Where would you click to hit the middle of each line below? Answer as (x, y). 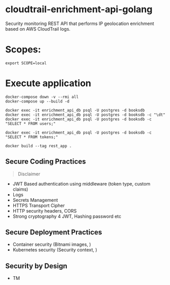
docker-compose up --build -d (38, 101)
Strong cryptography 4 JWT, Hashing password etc (67, 216)
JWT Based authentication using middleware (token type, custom (81, 184)
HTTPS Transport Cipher (39, 205)
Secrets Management (35, 200)
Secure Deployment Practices (54, 232)
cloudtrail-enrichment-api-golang (79, 9)
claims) (20, 189)
